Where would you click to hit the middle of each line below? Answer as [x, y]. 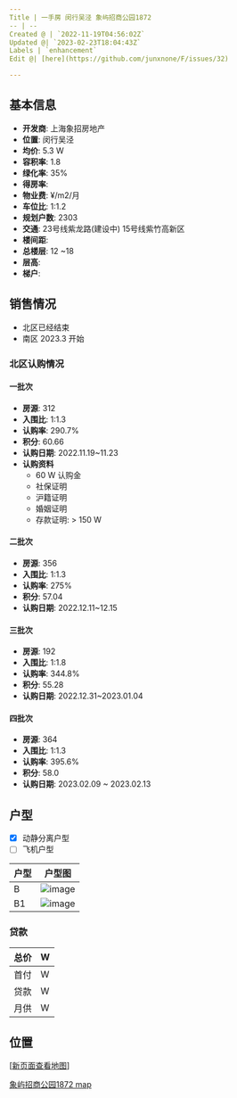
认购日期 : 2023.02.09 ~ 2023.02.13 [86, 784]
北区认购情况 [37, 364]
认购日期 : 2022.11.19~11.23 [70, 452]
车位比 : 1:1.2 [44, 206]
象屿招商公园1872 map [50, 1085]
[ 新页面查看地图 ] [40, 1066]
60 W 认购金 [58, 475]
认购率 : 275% [47, 585]
